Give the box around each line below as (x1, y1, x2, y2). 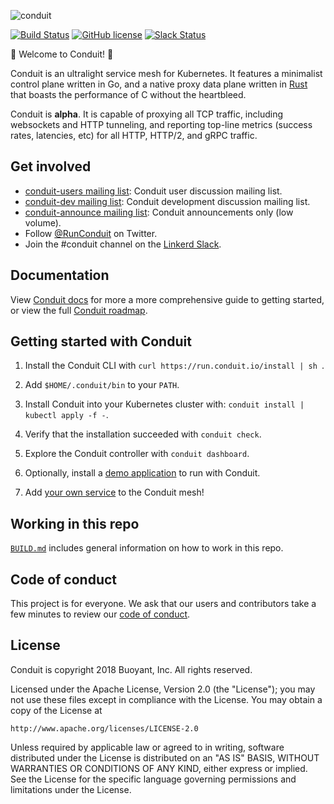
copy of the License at (10, 704, 103, 716)
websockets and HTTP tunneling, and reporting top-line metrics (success (10, 119, 313, 130)
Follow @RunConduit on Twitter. (24, 227, 158, 239)
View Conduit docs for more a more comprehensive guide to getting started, (10, 293, 325, 305)
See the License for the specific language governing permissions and (10, 773, 297, 785)
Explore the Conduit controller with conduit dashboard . (24, 448, 250, 460)
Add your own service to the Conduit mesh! (24, 486, 205, 499)
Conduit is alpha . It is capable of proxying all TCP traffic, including (10, 108, 284, 120)
